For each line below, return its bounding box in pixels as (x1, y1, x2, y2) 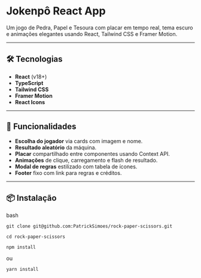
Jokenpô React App (6, 4, 106, 18)
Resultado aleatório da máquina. (14, 144, 97, 151)
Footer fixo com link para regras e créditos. (14, 169, 122, 176)
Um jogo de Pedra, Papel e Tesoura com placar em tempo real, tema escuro (6, 24, 193, 31)
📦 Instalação (6, 193, 57, 203)
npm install (6, 244, 36, 250)
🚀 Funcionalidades (6, 122, 77, 132)
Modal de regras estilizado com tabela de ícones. (14, 163, 138, 170)
